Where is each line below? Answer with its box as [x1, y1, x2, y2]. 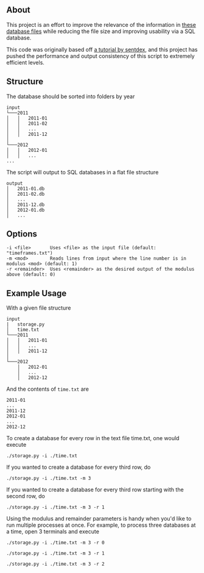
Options [6, 229, 38, 240]
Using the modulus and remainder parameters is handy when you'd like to [6, 515, 192, 522]
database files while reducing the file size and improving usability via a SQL [6, 27, 196, 35]
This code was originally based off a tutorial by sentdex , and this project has [6, 46, 198, 53]
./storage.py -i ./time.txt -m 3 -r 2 [6, 561, 105, 568]
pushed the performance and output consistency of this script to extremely [6, 52, 195, 60]
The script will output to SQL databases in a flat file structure [6, 168, 159, 176]
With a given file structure [6, 304, 71, 311]
